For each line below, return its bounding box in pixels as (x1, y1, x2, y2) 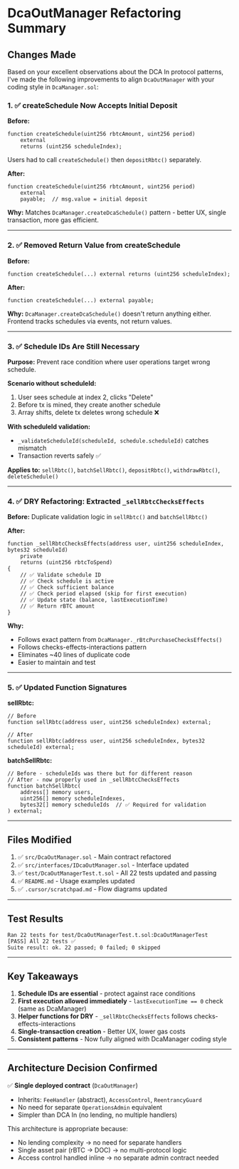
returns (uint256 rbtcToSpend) (20, 559, 113, 566)
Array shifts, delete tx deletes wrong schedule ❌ (17, 408, 159, 416)
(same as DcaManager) (17, 1004, 87, 1013)
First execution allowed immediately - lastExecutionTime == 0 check (17, 996, 223, 1005)
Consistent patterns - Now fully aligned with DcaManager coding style (17, 1034, 228, 1043)
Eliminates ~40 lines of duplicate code (17, 651, 130, 659)
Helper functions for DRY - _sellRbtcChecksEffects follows (17, 1012, 193, 1020)
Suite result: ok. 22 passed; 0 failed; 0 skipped (7, 944, 161, 951)
